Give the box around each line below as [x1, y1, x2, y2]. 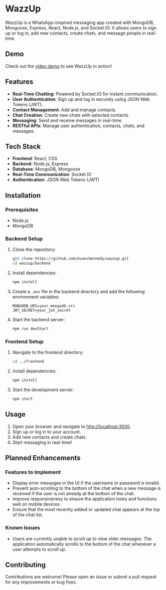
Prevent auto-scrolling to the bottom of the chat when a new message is [12, 485, 161, 491]
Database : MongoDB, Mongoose [12, 166, 81, 172]
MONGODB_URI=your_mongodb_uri [12, 303, 76, 308]
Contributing [5, 561, 46, 569]
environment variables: [12, 294, 60, 300]
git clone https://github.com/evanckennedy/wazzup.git [12, 256, 129, 261]
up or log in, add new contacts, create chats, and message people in [5, 30, 146, 36]
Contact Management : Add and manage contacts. [12, 107, 117, 113]
